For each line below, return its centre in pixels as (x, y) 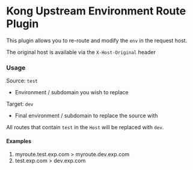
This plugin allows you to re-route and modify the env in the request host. (97, 40)
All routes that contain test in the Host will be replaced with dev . (85, 127)
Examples (19, 141)
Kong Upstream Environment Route (96, 11)
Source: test (22, 81)
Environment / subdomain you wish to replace (72, 93)
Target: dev (20, 104)
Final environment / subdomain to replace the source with (86, 116)
